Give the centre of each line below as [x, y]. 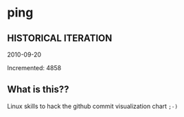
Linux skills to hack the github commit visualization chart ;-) [93, 106]
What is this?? [38, 90]
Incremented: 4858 [34, 68]
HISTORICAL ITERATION [60, 38]
